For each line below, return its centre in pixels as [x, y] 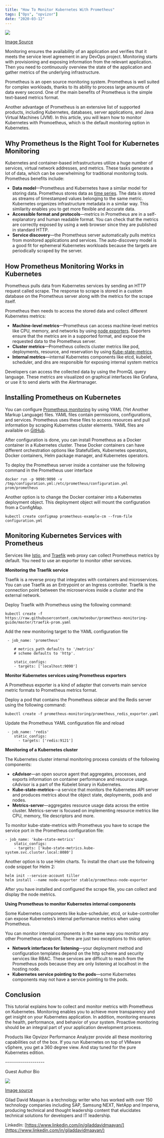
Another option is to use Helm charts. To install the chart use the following [80, 861]
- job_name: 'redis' [28, 732]
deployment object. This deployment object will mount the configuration [78, 502]
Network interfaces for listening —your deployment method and [77, 948]
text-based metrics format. [32, 98]
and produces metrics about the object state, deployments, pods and [82, 795]
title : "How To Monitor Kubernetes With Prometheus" [60, 10]
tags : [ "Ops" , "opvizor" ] [31, 14]
